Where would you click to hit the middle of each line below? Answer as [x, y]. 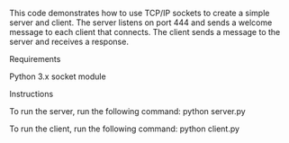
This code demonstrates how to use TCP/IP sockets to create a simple [140, 13]
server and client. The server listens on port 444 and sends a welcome [141, 22]
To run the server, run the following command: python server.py [127, 111]
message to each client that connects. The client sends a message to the [145, 32]
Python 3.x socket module [58, 76]
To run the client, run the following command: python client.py [125, 129]
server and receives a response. [69, 41]
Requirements [35, 59]
